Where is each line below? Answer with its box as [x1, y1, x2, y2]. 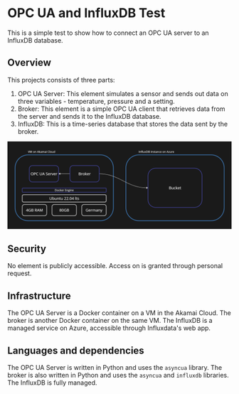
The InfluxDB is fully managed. [7, 378, 97, 387]
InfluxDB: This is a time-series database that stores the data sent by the [17, 119, 228, 128]
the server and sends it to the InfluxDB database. [17, 112, 161, 120]
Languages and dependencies [7, 344, 144, 356]
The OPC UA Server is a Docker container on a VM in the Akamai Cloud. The [7, 309, 231, 317]
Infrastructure [7, 289, 71, 302]
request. [7, 269, 32, 278]
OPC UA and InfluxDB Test [7, 5, 166, 21]
